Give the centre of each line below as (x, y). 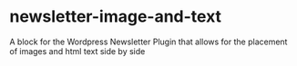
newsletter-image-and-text (115, 17)
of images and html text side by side (77, 51)
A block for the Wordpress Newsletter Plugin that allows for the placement (148, 42)
